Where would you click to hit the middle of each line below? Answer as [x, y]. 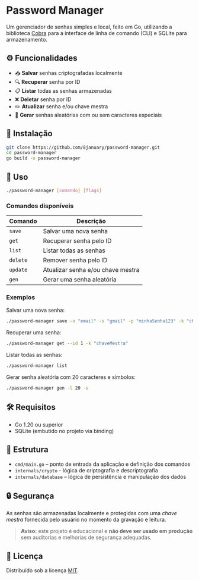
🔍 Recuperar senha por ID [47, 81]
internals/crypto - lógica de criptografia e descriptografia [86, 470]
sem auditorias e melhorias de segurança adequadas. [86, 537]
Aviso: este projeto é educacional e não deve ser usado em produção [107, 531]
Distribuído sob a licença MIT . [42, 570]
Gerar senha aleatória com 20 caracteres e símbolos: [71, 377]
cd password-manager [32, 153]
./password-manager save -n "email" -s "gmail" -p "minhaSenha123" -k [95, 321]
